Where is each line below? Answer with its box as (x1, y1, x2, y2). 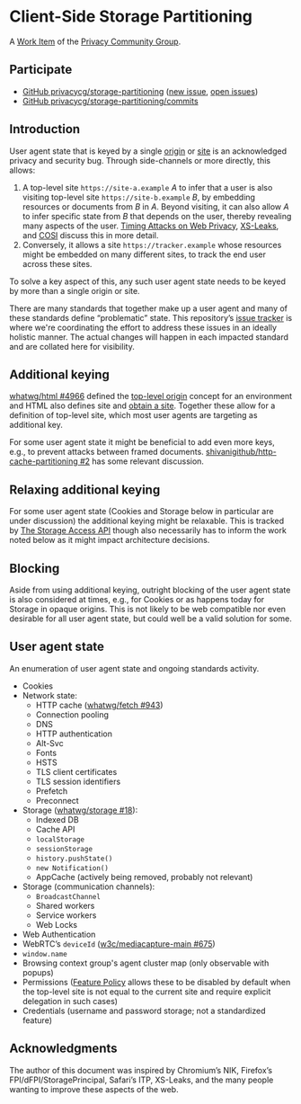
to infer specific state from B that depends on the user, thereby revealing (22, 210, 292, 221)
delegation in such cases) (22, 995, 119, 1006)
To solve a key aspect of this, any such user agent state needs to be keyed (9, 276, 286, 287)
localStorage (35, 834, 85, 844)
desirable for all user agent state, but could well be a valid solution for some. (9, 613, 292, 624)
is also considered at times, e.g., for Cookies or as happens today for (9, 594, 265, 604)
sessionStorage (35, 844, 93, 853)
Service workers (35, 910, 97, 921)
